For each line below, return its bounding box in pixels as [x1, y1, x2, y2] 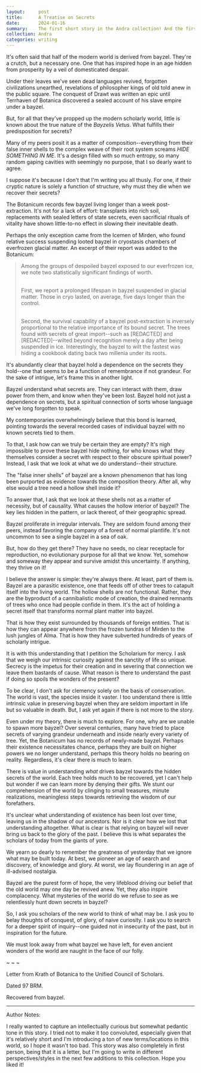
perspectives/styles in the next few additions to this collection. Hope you [6, 1055, 185, 1062]
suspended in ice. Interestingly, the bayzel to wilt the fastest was [20, 343, 181, 350]
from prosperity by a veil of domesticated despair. [6, 66, 130, 73]
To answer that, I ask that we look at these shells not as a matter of [6, 496, 171, 503]
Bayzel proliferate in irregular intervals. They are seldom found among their [6, 520, 191, 527]
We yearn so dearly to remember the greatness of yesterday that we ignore [6, 848, 192, 856]
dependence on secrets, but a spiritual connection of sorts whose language [6, 398, 193, 406]
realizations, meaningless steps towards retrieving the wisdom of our [6, 794, 176, 800]
